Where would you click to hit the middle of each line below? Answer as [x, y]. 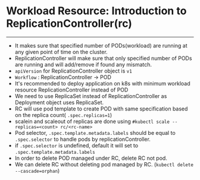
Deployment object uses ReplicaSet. [59, 102]
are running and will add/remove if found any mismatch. [83, 64]
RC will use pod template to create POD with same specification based [101, 109]
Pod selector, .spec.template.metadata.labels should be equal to [95, 132]
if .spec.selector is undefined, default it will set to [76, 145]
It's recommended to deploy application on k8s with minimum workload [102, 83]
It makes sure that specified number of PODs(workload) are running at [101, 45]
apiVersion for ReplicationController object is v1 [73, 71]
